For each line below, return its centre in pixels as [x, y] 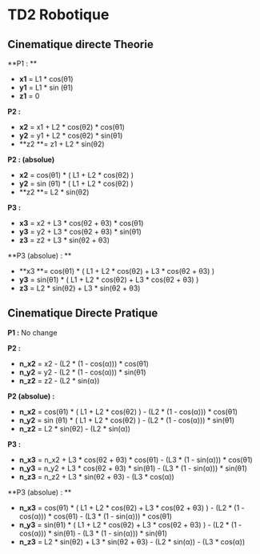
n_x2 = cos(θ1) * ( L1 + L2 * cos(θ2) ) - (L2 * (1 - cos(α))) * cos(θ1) [128, 411]
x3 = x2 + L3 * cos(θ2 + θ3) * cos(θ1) [81, 223]
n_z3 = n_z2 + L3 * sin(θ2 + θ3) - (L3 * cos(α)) [97, 476]
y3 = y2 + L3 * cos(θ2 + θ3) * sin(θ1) [80, 231]
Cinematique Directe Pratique [83, 313]
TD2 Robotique [58, 15]
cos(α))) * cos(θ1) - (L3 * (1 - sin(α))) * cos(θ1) [96, 516]
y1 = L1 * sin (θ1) [46, 87]
